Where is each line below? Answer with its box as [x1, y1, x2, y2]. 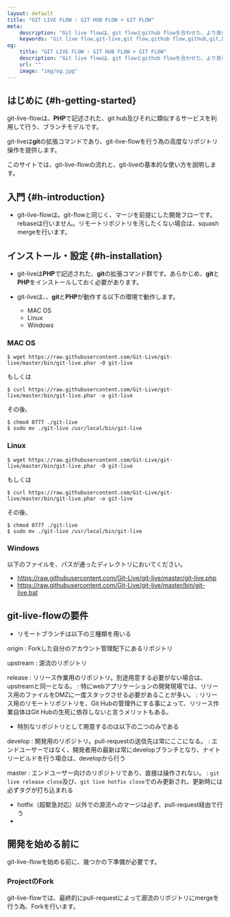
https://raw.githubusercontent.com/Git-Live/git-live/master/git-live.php [16, 574, 217, 582]
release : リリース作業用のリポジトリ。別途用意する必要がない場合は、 [7, 673, 207, 681]
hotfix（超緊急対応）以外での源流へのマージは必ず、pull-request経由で [16, 800, 217, 808]
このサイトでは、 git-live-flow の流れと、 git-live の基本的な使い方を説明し [7, 161, 211, 169]
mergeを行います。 [16, 228, 71, 236]
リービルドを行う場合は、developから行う [7, 754, 126, 762]
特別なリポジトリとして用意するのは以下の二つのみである [16, 722, 179, 730]
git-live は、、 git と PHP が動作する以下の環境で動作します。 [16, 293, 179, 301]
